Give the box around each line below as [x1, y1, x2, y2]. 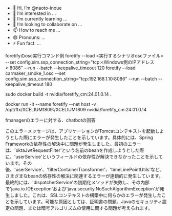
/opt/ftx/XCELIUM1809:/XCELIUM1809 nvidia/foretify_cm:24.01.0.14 [5, 107, 147, 112]
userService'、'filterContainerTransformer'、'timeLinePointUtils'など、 [15, 167, 164, 172]
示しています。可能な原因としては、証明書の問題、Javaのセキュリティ [14, 199, 162, 205]
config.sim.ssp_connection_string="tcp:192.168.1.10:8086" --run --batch [5, 76, 157, 82]
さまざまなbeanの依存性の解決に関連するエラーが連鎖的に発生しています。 [5, 173, 164, 179]
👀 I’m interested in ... [12, 10, 56, 16]
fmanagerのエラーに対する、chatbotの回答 [5, 117, 96, 123]
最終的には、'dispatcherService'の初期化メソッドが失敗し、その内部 [5, 180, 150, 185]
